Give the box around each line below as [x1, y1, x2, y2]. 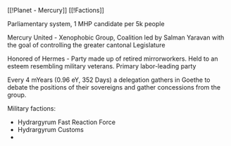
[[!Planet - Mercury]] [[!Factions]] [7, 6, 104, 14]
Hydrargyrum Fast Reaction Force [17, 118, 116, 126]
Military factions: [7, 104, 56, 112]
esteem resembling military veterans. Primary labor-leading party [7, 62, 196, 70]
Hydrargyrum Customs [17, 126, 85, 133]
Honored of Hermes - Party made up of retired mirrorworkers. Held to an [7, 54, 218, 63]
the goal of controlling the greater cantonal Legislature [7, 41, 166, 49]
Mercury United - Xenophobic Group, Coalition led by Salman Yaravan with [7, 33, 225, 42]
